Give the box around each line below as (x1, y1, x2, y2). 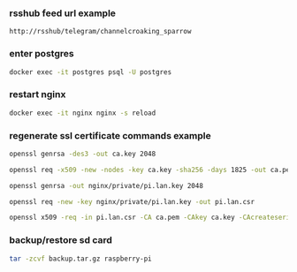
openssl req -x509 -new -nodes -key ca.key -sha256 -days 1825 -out (9, 165, 267, 174)
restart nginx (9, 88, 66, 101)
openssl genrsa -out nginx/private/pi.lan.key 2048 (9, 181, 203, 190)
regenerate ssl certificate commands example (9, 129, 211, 141)
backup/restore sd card (9, 234, 113, 246)
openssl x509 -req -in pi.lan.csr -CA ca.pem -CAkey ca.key (9, 213, 236, 223)
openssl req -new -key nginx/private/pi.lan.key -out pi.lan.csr (9, 197, 255, 206)
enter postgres (9, 48, 74, 60)
